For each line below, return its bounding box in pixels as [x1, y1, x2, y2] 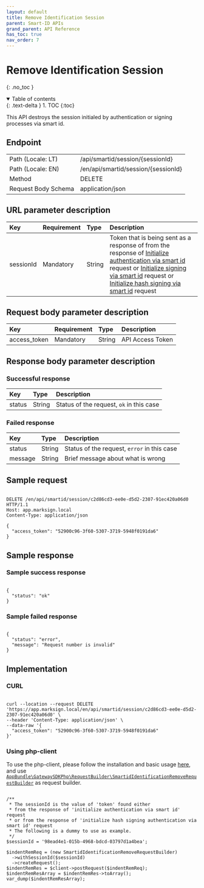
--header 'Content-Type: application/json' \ [6, 717, 123, 723]
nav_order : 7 [6, 37, 39, 43]
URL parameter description [6, 205, 111, 216]
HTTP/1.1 [6, 502, 29, 508]
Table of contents [12, 95, 56, 102]
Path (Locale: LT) [9, 154, 58, 163]
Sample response [6, 550, 74, 560]
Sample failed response [6, 612, 78, 621]
